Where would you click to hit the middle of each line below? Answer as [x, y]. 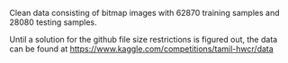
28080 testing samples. [53, 22]
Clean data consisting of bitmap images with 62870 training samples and [144, 13]
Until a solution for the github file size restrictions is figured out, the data [144, 39]
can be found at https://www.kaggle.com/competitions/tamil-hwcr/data [142, 49]
